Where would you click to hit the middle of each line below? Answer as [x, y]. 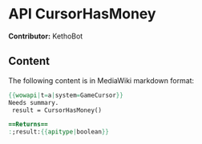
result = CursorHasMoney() [57, 110]
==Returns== [28, 125]
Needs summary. [34, 102]
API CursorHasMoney [82, 14]
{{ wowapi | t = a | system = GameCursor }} [66, 95]
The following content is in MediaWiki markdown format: [101, 80]
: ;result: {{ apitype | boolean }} [59, 132]
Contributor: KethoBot [46, 36]
